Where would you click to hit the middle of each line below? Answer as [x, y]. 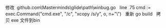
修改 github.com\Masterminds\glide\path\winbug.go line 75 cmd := [78, 7]
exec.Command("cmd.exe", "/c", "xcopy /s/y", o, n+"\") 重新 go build [79, 14]
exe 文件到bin [25, 20]
